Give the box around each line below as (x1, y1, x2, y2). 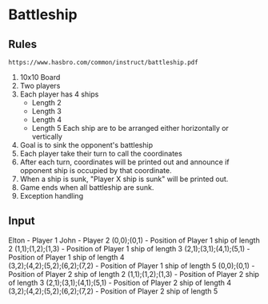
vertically (31, 132, 62, 141)
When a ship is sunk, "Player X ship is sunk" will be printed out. (19, 174, 229, 184)
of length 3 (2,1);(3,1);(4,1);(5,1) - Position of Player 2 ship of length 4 (8, 278, 232, 287)
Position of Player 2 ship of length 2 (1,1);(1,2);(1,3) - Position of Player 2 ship (8, 269, 260, 278)
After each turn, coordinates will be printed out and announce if (19, 157, 230, 167)
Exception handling (19, 191, 84, 200)
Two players (19, 81, 61, 90)
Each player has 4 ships (19, 89, 99, 99)
